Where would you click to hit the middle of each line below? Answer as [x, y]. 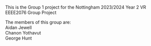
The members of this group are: [38, 22]
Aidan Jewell [18, 27]
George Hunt [19, 38]
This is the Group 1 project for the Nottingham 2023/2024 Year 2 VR [76, 7]
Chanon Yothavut [23, 33]
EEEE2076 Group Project [31, 12]
